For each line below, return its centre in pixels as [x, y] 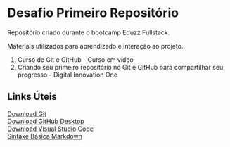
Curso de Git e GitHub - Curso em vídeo [75, 59]
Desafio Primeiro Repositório [93, 13]
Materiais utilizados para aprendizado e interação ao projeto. [95, 46]
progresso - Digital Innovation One [68, 75]
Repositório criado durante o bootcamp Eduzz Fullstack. [89, 32]
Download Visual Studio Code [50, 129]
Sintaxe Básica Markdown [45, 136]
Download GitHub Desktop [46, 121]
